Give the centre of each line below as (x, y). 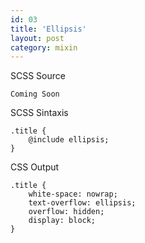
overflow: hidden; (66, 212)
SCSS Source (38, 76)
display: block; (62, 221)
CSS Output (35, 167)
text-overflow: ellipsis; (82, 203)
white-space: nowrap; (73, 194)
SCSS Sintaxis (39, 113)
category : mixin (44, 47)
